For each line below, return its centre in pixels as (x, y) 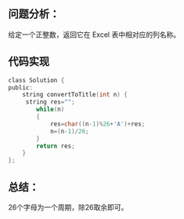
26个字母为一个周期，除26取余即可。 (68, 207)
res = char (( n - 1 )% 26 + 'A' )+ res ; (97, 124)
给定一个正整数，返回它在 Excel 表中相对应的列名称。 (94, 35)
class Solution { (36, 80)
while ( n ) (51, 109)
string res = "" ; (51, 102)
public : (21, 88)
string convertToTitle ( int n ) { (75, 95)
